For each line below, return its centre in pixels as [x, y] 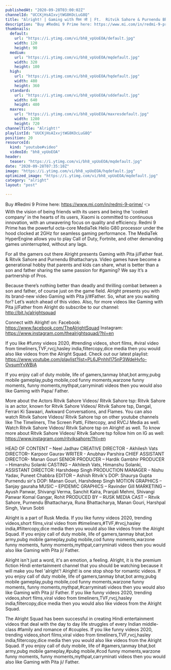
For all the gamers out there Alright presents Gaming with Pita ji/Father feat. [84, 254]
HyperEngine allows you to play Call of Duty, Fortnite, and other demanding [84, 239]
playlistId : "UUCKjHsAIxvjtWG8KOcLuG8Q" [49, 133]
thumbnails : [18, 29]
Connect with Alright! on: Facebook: [43, 322]
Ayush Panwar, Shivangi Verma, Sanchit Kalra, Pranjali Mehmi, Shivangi [80, 492]
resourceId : [18, 143]
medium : [18, 52]
